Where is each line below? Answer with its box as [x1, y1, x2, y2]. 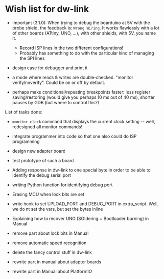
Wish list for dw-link [5, 3, 89, 15]
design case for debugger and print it [12, 65, 88, 71]
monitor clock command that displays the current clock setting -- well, [12, 118, 155, 124]
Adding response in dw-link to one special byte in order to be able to [12, 167, 151, 173]
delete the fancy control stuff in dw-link [12, 249, 92, 255]
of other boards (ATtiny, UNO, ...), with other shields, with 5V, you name [12, 30, 156, 36]
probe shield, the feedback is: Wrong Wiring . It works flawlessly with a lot [12, 25, 159, 30]
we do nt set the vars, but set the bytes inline [12, 206, 103, 212]
